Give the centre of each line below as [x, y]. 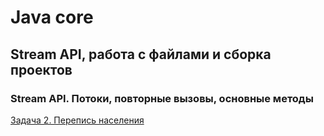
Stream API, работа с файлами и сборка [141, 54]
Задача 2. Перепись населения [77, 120]
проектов [41, 69]
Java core [52, 17]
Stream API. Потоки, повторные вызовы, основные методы [162, 98]
